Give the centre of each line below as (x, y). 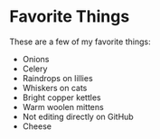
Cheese (37, 126)
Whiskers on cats (55, 88)
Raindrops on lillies (57, 78)
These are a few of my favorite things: (80, 42)
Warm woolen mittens (63, 107)
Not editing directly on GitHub (78, 116)
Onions (36, 59)
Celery (35, 69)
